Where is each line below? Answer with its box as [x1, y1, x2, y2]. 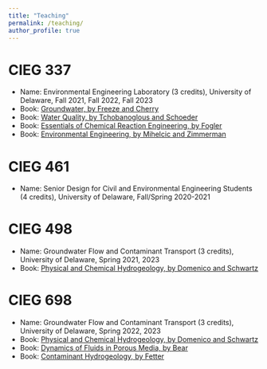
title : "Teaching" [8, 11, 69, 20]
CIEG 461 [8, 157, 70, 175]
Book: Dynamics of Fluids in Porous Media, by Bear [19, 343, 189, 353]
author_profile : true [8, 26, 80, 34]
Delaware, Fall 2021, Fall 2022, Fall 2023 [19, 96, 153, 105]
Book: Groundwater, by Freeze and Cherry [19, 104, 159, 114]
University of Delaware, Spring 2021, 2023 [19, 255, 160, 265]
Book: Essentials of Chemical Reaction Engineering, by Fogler [19, 121, 222, 131]
